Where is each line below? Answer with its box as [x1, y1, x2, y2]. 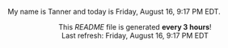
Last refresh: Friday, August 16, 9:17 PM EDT [61, 31, 209, 40]
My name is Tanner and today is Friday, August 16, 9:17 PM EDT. [7, 7, 221, 16]
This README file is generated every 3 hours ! [58, 22, 212, 31]
